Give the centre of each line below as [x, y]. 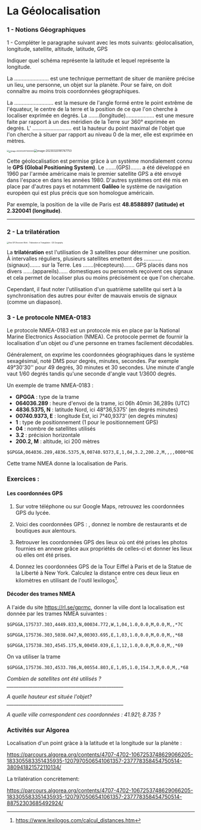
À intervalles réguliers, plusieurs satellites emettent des [75, 258]
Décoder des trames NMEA [41, 594]
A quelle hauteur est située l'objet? [49, 697]
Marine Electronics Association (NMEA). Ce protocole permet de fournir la [98, 337]
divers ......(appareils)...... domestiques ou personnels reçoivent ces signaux [100, 271]
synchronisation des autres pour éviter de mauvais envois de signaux [92, 295]
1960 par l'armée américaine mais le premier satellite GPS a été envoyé [94, 174]
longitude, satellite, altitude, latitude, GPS [57, 49]
